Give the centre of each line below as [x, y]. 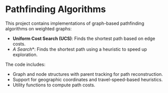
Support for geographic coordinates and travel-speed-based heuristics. [88, 79]
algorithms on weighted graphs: [39, 28]
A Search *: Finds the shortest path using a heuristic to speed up [80, 49]
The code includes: [25, 64]
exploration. [25, 55]
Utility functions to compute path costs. [54, 85]
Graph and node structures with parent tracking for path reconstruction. [88, 74]
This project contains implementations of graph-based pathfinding [75, 23]
